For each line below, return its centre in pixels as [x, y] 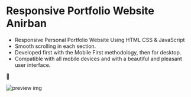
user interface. [33, 65]
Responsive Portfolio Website [80, 11]
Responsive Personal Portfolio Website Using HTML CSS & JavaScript [100, 40]
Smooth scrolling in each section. [55, 46]
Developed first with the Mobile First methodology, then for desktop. [98, 52]
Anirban [27, 23]
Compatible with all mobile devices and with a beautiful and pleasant [98, 59]
